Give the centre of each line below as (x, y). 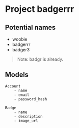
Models (17, 75)
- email (22, 95)
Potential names (30, 27)
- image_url (26, 121)
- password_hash (31, 99)
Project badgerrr (40, 9)
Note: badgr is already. (40, 59)
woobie (20, 39)
